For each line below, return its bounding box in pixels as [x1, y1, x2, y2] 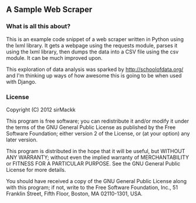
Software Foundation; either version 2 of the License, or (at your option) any [6, 130, 190, 137]
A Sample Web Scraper [6, 5, 93, 15]
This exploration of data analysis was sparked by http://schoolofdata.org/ [6, 66, 184, 73]
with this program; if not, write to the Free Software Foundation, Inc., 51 [6, 184, 178, 191]
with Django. [6, 78, 37, 85]
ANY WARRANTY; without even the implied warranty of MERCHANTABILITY [6, 154, 190, 161]
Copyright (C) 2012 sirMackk [6, 106, 76, 113]
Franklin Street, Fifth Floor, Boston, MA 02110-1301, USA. [6, 190, 143, 197]
